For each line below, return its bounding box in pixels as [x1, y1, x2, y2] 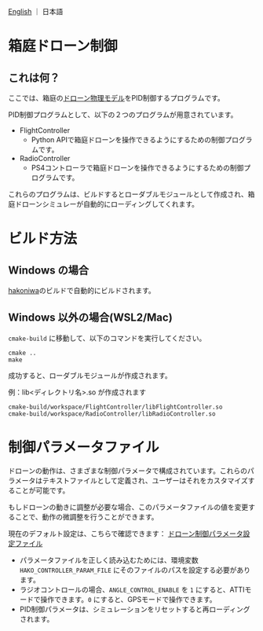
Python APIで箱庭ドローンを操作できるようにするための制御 [31, 135, 225, 144]
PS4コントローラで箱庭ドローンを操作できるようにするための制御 [31, 163, 244, 172]
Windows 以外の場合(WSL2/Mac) [8, 311, 173, 325]
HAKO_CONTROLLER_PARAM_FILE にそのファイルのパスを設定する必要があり [19, 565, 251, 574]
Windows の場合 [8, 263, 89, 277]
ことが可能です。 [14, 486, 70, 495]
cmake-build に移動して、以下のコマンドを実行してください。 [8, 333, 206, 343]
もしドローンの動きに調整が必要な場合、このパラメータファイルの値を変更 [8, 502, 249, 512]
